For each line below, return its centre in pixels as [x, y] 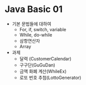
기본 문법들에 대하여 [31, 24]
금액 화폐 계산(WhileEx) [43, 71]
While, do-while [36, 35]
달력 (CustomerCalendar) [45, 58]
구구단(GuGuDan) [37, 65]
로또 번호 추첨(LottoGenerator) [50, 77]
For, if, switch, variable [43, 29]
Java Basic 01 [34, 9]
